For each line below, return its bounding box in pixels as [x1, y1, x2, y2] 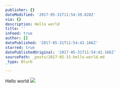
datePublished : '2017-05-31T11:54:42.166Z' [5, 40, 98, 46]
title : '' [5, 26, 26, 31]
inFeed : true [5, 31, 33, 36]
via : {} [5, 17, 22, 22]
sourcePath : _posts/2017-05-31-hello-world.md [5, 54, 105, 60]
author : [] [5, 36, 28, 41]
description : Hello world [5, 21, 59, 27]
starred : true [5, 45, 35, 50]
